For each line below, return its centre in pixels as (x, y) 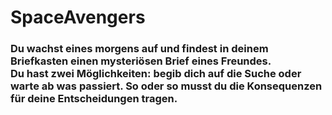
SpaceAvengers (78, 17)
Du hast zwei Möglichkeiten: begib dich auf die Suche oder (156, 74)
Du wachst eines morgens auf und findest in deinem (139, 49)
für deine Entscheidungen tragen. (94, 99)
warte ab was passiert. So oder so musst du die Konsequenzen (166, 86)
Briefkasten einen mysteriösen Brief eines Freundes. (141, 61)
